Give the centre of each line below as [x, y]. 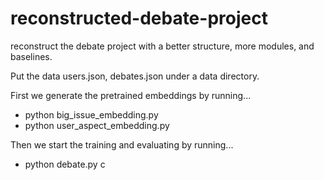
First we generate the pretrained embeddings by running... [131, 95]
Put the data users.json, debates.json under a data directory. [135, 76]
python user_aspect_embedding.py [97, 125]
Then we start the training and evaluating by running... [122, 144]
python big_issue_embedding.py [91, 114]
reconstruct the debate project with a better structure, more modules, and [162, 46]
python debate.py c [65, 164]
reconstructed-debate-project [139, 18]
